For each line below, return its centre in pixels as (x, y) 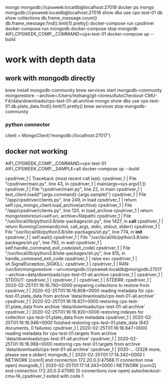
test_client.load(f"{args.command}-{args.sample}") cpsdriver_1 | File (76, 195)
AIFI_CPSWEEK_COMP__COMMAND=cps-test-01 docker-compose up (77, 34)
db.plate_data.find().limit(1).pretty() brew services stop (67, 106)
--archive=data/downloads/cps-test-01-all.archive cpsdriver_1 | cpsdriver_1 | (84, 275)
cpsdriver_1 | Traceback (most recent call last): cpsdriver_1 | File (71, 178)
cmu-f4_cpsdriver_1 (25, 376)
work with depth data (50, 60)
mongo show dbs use (117, 101)
